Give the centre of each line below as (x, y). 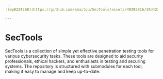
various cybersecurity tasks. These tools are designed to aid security (74, 56)
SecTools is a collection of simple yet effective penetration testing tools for (80, 51)
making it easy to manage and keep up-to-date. (53, 71)
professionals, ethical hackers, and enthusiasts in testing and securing (75, 61)
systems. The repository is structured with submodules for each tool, (74, 66)
